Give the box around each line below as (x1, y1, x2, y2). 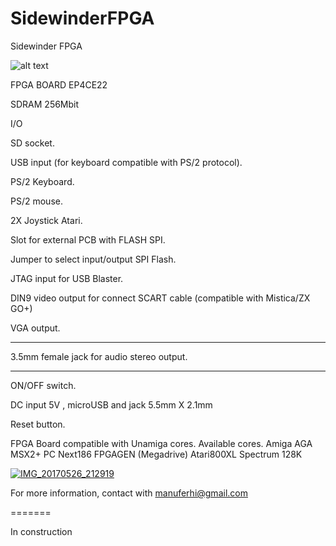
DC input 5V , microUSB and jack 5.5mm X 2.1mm (10, 398, 213, 411)
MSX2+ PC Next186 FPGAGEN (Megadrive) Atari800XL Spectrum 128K (10, 448, 303, 460)
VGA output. (10, 322, 61, 334)
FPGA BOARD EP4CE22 (10, 78, 108, 91)
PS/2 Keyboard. (10, 175, 75, 187)
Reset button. (10, 418, 66, 430)
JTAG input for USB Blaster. (10, 272, 124, 284)
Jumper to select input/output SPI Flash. (10, 253, 177, 265)
